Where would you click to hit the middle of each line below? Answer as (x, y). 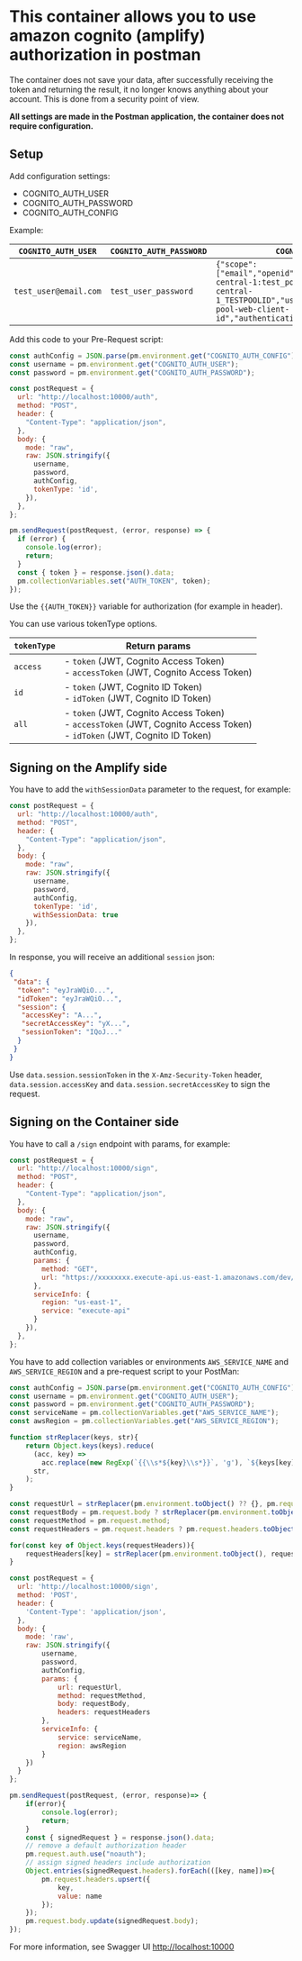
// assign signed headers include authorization (118, 1863)
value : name (80, 1896)
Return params (158, 646)
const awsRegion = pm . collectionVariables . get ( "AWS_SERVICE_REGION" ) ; (144, 1421)
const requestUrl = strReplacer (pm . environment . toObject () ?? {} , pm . (144, 1504)
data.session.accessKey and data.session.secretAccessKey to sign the (140, 1084)
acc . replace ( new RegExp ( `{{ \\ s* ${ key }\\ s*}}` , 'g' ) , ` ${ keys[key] (169, 1462)
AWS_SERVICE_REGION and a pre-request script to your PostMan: (124, 1371)
